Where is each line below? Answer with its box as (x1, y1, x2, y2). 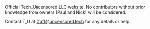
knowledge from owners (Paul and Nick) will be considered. (5, 9, 127, 15)
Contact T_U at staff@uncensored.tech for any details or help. (5, 19, 131, 24)
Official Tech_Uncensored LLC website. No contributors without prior (5, 4, 146, 10)
